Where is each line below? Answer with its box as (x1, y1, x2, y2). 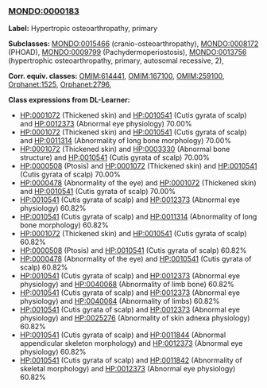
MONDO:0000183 (8, 6, 79, 17)
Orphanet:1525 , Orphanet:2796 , (8, 80, 112, 89)
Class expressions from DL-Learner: (8, 95, 130, 105)
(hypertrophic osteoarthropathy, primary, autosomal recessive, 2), (8, 56, 224, 65)
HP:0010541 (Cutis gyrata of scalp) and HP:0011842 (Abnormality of (19, 355, 242, 365)
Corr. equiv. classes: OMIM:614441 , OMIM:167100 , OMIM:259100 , (8, 72, 225, 81)
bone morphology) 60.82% (19, 220, 109, 230)
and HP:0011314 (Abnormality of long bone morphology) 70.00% (19, 136, 232, 145)
